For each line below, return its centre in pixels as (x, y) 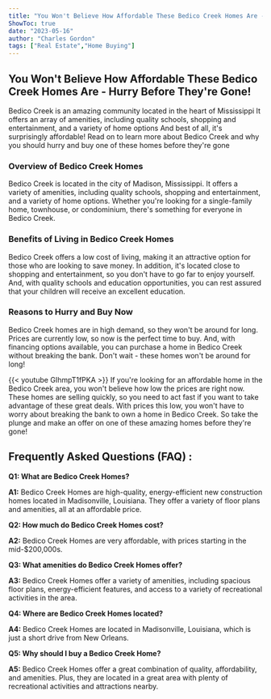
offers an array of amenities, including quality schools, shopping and (122, 119)
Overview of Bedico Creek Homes (76, 166)
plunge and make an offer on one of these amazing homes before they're (130, 422)
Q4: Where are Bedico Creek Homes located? (86, 613)
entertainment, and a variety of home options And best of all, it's (115, 128)
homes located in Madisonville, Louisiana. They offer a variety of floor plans (134, 500)
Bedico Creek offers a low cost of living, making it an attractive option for (130, 256)
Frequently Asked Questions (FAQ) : (100, 457)
